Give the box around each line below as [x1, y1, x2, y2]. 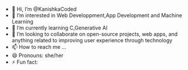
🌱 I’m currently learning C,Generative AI [11, 24, 108, 31]
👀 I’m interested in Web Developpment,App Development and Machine [11, 12, 182, 19]
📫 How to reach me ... [11, 44, 66, 50]
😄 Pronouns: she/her [11, 52, 63, 59]
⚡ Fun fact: [11, 59, 38, 65]
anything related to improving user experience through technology [11, 37, 173, 44]
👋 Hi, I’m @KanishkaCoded [11, 6, 77, 12]
